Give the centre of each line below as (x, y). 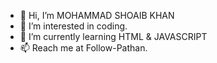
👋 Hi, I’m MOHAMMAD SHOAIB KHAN (97, 15)
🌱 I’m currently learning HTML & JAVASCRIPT (113, 36)
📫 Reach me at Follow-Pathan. (83, 48)
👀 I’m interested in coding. (73, 26)
